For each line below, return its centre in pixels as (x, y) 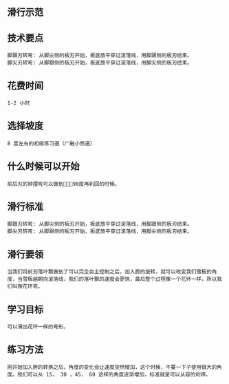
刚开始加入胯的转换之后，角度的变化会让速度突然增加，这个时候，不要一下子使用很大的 (112, 367)
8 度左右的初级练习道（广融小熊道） (51, 143)
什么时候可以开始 (43, 166)
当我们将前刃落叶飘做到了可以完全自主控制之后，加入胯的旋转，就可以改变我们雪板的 (109, 272)
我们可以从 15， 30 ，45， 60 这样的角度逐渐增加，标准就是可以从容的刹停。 (114, 374)
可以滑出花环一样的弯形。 (38, 327)
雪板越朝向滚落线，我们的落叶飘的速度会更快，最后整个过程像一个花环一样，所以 (120, 279)
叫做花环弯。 (28, 287)
